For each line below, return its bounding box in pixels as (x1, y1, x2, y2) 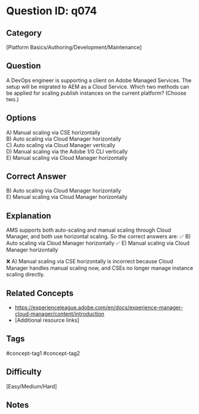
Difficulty (6, 367, 42, 377)
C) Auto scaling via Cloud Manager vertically (6, 141, 116, 148)
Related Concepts (6, 288, 74, 298)
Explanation (6, 210, 52, 221)
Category (6, 28, 42, 38)
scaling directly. (6, 271, 45, 278)
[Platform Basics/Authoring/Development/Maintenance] (6, 43, 142, 51)
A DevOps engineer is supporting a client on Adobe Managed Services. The (6, 76, 192, 84)
